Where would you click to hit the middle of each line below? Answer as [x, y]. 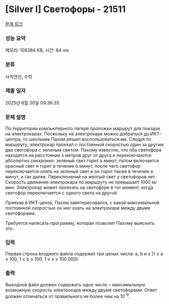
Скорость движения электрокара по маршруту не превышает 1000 [78, 182]
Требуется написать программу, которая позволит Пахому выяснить [80, 223]
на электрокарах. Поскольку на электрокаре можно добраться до [77, 134]
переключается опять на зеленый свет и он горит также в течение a [79, 171]
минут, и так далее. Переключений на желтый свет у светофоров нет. [81, 177]
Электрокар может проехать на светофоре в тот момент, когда [85, 187]
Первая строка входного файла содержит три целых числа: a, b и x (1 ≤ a [84, 254]
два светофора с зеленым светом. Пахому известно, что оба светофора [83, 150]
